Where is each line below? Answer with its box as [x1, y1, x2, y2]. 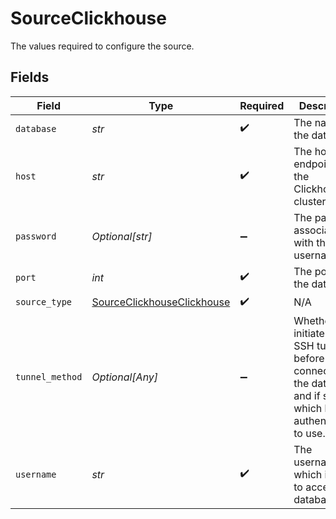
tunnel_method [15, 371, 83, 382]
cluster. [293, 194, 329, 208]
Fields [10, 69, 50, 86]
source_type [15, 297, 73, 308]
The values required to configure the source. [10, 40, 195, 52]
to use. [293, 426, 326, 440]
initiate [293, 326, 325, 340]
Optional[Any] [91, 370, 159, 384]
